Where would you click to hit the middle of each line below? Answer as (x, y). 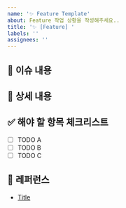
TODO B (29, 148)
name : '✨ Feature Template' (49, 14)
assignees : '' (28, 40)
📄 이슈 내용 (30, 70)
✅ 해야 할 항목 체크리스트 (58, 123)
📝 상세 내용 (30, 96)
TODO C (29, 155)
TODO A (29, 139)
